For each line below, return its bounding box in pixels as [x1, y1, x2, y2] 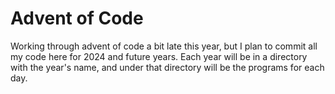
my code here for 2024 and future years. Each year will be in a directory [10, 50, 308, 62]
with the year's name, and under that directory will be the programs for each [10, 61, 325, 73]
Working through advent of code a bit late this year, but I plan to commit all [10, 40, 318, 52]
